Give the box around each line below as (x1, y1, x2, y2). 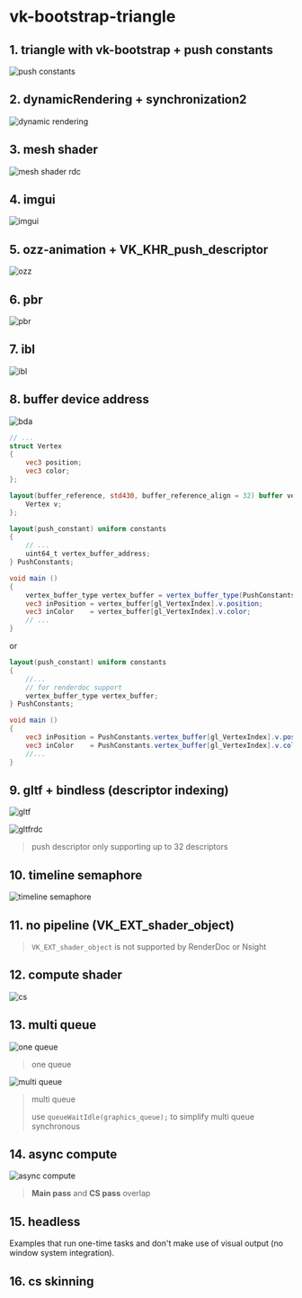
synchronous (31, 1121, 81, 1131)
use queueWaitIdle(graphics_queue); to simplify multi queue (31, 1111, 254, 1122)
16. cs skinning (9, 1274, 94, 1289)
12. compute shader (9, 968, 123, 983)
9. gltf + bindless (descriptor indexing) (9, 782, 229, 798)
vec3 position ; (25, 458, 83, 467)
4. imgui (9, 192, 56, 208)
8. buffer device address (9, 392, 150, 407)
